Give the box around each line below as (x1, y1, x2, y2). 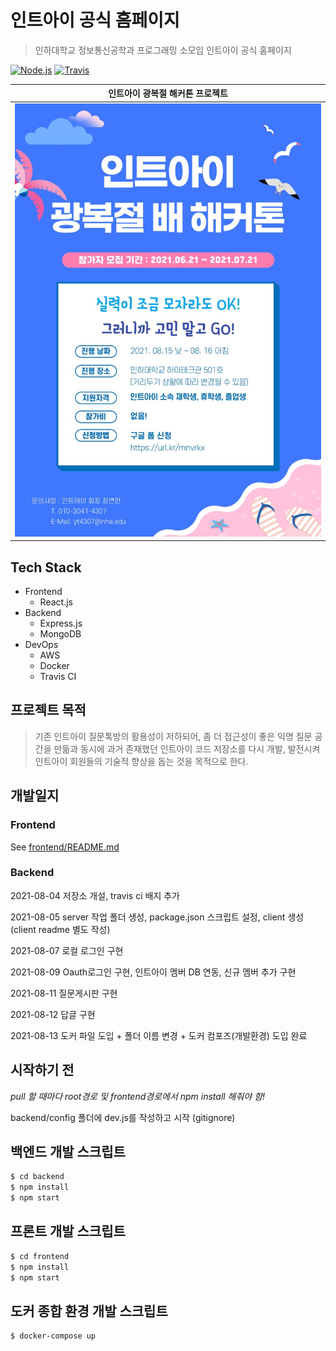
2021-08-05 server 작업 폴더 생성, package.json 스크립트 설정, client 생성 (10, 911, 305, 923)
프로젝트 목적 (10, 702, 87, 719)
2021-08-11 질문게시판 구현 (10, 987, 118, 999)
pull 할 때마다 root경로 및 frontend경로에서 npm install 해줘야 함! (10, 1090, 266, 1102)
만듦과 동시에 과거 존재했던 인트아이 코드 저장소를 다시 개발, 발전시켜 (53, 742, 321, 755)
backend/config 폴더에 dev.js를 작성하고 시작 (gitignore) (10, 1111, 236, 1123)
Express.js (39, 617, 83, 630)
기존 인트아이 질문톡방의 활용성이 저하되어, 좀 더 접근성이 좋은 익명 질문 (34, 730, 313, 742)
